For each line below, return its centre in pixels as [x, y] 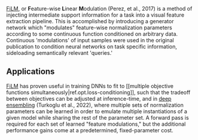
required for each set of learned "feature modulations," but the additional [96, 124]
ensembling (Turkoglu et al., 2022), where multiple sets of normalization [95, 105]
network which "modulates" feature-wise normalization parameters [89, 27]
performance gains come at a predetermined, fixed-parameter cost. [90, 130]
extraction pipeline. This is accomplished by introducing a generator [90, 21]
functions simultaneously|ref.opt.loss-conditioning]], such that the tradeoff [98, 92]
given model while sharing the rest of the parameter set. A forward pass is [98, 117]
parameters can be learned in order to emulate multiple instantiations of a [97, 111]
